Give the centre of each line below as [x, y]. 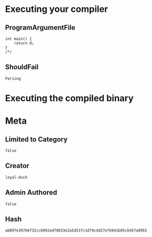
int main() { [19, 39]
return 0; [24, 43]
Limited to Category [36, 139]
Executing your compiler [56, 9]
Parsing [13, 79]
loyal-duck [16, 177]
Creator [17, 166]
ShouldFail [22, 67]
